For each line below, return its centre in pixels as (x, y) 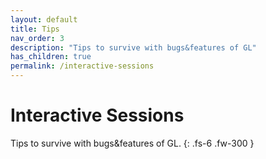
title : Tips (35, 29)
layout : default (44, 19)
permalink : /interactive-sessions (82, 66)
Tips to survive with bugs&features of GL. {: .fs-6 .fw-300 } (132, 143)
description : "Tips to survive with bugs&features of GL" (133, 47)
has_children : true (51, 57)
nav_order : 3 (37, 38)
